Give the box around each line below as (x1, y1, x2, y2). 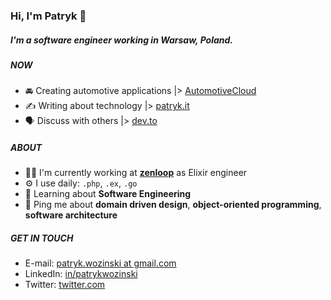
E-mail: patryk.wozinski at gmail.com (24, 257, 177, 269)
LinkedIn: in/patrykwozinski (24, 268, 138, 280)
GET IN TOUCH (10, 232, 74, 244)
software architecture (24, 209, 118, 221)
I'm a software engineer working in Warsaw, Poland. (10, 34, 234, 46)
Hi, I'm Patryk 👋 (10, 9, 87, 23)
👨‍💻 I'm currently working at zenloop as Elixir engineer (24, 167, 248, 179)
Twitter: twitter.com (24, 279, 106, 291)
